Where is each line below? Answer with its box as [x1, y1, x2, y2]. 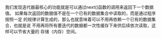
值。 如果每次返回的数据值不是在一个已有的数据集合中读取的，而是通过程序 [5, 10, 156, 16]
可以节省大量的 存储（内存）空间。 [9, 29, 79, 34]
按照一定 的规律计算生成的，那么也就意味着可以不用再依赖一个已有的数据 [5, 17, 152, 22]
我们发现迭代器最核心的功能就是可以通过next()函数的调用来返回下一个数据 [5, 4, 154, 10]
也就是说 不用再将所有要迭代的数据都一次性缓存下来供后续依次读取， [13, 22, 152, 28]
